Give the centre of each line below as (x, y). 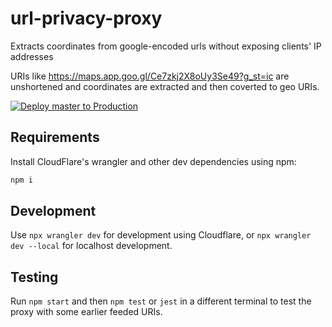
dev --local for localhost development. (91, 246)
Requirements (55, 137)
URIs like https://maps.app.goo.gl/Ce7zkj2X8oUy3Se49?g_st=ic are (150, 76)
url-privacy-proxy (86, 18)
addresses (32, 56)
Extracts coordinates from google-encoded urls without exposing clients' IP (166, 46)
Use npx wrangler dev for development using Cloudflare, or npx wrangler (161, 235)
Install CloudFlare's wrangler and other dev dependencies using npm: (153, 161)
